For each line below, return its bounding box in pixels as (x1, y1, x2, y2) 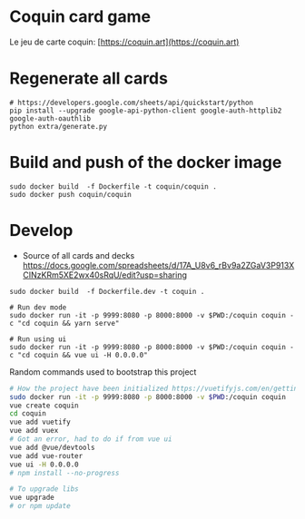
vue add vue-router (9, 451, 84, 460)
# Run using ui (9, 334, 67, 344)
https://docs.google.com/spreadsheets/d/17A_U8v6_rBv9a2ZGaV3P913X (22, 259, 295, 270)
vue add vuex (9, 426, 59, 436)
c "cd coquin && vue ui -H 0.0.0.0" (9, 350, 148, 359)
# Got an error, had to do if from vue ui (9, 435, 172, 444)
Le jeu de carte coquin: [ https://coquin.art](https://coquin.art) (9, 36, 240, 47)
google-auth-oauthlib (9, 113, 92, 123)
